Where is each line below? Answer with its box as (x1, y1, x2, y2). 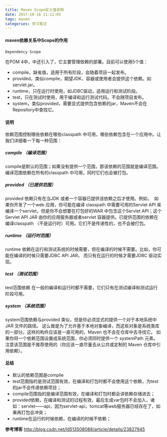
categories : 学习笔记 (5, 21, 47, 26)
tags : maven (5, 16, 30, 21)
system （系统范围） (5, 303, 48, 309)
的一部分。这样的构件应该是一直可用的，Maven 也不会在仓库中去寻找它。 (5, 329, 156, 335)
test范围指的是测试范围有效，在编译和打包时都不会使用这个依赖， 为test (12, 378, 159, 384)
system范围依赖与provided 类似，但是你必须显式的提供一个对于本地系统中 (5, 316, 157, 322)
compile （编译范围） (5, 150, 50, 156)
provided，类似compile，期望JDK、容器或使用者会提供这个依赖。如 (12, 76, 152, 82)
